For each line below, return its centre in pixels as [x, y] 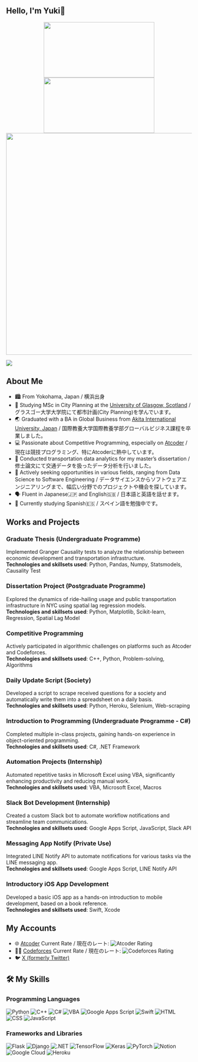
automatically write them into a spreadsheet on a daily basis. [80, 699]
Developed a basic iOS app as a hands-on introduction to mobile [85, 897]
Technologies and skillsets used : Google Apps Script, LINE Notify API [91, 869]
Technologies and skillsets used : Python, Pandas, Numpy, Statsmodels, [94, 564]
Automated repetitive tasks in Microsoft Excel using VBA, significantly [90, 774]
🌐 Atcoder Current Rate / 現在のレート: [62, 943]
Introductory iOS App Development [57, 884]
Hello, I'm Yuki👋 [36, 11]
